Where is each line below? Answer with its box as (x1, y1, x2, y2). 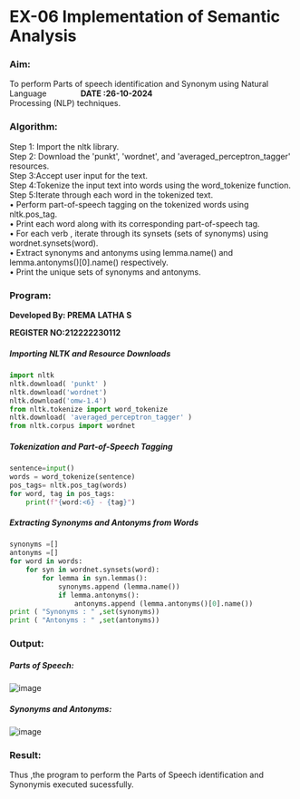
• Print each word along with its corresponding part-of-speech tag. (9, 218, 260, 229)
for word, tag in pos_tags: (9, 489, 116, 498)
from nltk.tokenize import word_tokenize (9, 404, 169, 414)
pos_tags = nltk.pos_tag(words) (9, 481, 128, 490)
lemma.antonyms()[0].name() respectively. (9, 257, 169, 268)
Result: (9, 749, 42, 762)
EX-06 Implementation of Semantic (9, 6, 281, 27)
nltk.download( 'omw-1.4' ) (9, 396, 107, 405)
